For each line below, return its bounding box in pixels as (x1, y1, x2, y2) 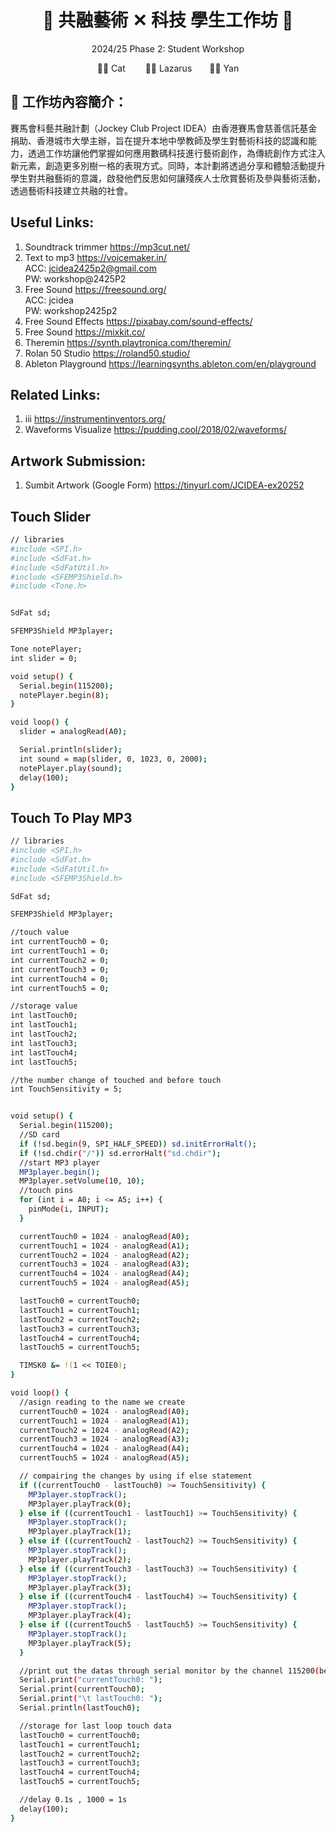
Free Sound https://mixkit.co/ (24, 326, 146, 338)
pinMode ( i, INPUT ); (28, 1204, 110, 1215)
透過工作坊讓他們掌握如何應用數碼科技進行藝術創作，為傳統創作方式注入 (27, 147, 326, 159)
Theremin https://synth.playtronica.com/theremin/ (24, 336, 232, 348)
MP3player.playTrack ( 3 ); (28, 1582, 132, 1593)
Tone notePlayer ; (10, 644, 83, 654)
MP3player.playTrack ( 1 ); (28, 1527, 132, 1537)
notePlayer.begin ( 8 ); (19, 690, 110, 700)
